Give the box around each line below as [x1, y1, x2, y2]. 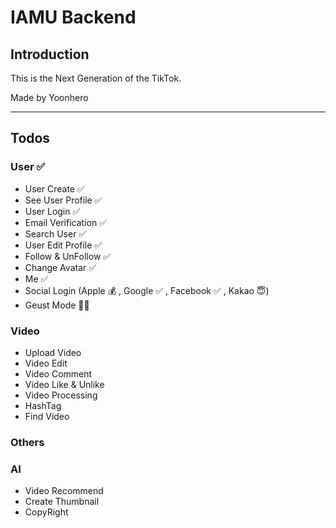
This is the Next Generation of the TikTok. [10, 72, 182, 84]
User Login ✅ [24, 205, 81, 217]
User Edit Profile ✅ [24, 239, 103, 251]
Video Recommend [24, 485, 104, 497]
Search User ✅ [24, 227, 87, 240]
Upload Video [24, 346, 82, 358]
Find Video [24, 410, 70, 422]
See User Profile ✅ [24, 194, 103, 206]
